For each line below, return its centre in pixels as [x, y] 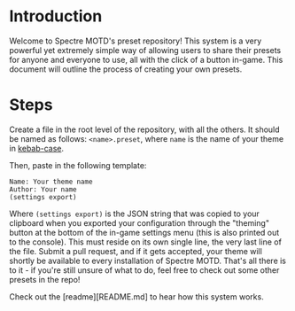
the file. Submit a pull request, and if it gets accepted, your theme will [136, 251]
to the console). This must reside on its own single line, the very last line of [145, 242]
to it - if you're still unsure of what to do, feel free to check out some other [144, 270]
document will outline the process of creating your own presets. [126, 69]
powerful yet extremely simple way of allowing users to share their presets [145, 50]
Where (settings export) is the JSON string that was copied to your [134, 214]
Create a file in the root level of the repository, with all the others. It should [145, 129]
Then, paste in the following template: [78, 165]
